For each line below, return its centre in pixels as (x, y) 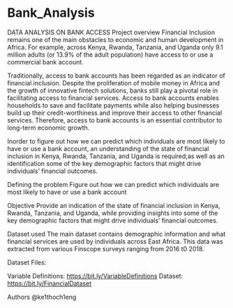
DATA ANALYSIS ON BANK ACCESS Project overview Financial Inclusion (111, 32)
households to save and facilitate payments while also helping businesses (113, 105)
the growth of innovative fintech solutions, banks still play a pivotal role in (113, 90)
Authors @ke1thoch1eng (42, 297)
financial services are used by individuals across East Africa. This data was (115, 241)
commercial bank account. (45, 62)
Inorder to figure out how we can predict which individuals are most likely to (116, 141)
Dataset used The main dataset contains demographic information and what (116, 234)
